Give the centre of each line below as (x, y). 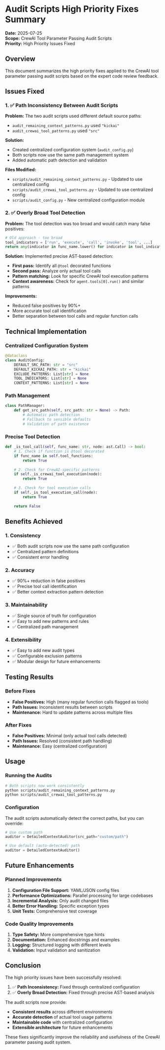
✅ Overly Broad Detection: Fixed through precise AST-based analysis (83, 992)
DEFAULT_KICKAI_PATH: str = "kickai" (53, 369)
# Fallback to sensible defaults (57, 420)
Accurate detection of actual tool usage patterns (62, 1017)
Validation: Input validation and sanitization (56, 950)
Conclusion (23, 966)
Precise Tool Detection (33, 436)
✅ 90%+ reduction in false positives (49, 581)
